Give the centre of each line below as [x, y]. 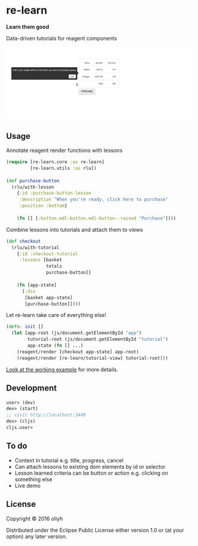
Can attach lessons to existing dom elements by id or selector [90, 466]
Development [32, 388]
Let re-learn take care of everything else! [56, 315]
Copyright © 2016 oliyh [35, 518]
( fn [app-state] [37, 285]
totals [54, 266]
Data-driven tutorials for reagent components [62, 38]
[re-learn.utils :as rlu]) [63, 168]
